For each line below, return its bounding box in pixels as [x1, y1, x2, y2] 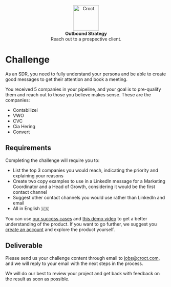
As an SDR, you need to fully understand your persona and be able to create [5, 71, 166, 77]
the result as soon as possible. [5, 276, 70, 282]
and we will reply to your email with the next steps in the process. [5, 260, 143, 266]
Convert [12, 129, 30, 135]
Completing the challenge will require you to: [5, 157, 100, 163]
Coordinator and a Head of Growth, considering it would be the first [12, 183, 155, 190]
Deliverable [5, 241, 42, 250]
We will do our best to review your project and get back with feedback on [5, 270, 160, 276]
